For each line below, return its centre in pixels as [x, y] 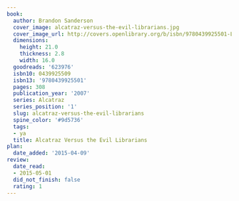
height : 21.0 [39, 47]
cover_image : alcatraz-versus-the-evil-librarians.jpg [96, 27]
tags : [21, 127]
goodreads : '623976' [44, 67]
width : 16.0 [37, 61]
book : [15, 14]
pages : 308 [29, 87]
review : [18, 160]
